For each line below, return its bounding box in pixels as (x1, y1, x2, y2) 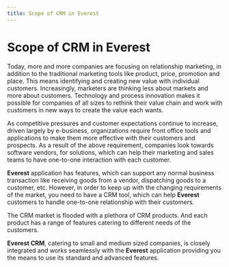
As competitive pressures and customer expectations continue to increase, (7, 119, 219, 127)
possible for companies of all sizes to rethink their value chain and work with (7, 99, 223, 107)
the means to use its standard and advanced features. (7, 253, 159, 262)
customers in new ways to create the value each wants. (7, 105, 164, 114)
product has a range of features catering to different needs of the (7, 218, 191, 227)
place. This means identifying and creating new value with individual (7, 77, 200, 85)
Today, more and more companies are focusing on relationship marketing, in (7, 62, 222, 71)
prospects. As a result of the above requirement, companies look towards (7, 141, 214, 149)
